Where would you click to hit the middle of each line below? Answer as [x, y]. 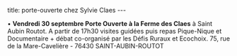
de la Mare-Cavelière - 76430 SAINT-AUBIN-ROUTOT [86, 46]
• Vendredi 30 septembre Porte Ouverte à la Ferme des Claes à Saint [110, 23]
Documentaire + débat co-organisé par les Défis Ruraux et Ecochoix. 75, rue [119, 38]
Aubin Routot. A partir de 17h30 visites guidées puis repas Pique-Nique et [115, 31]
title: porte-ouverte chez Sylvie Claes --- [67, 10]
